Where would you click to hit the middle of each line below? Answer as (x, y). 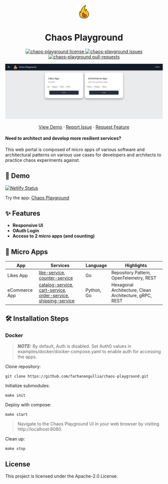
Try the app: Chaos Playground (37, 197)
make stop (15, 449)
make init (15, 396)
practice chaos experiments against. (43, 160)
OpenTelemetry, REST (134, 278)
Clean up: (15, 439)
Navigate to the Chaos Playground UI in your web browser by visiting (88, 424)
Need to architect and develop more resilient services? (63, 138)
